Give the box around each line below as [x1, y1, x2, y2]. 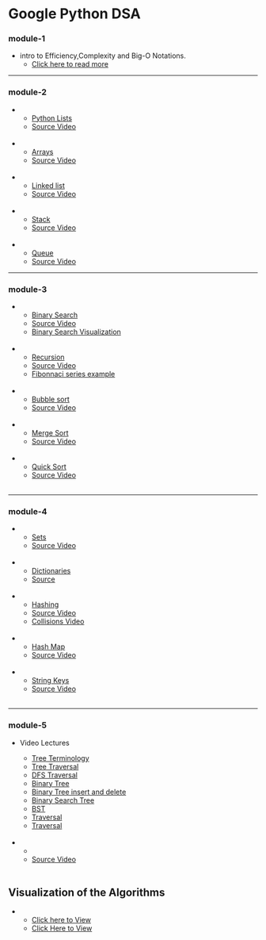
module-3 [8, 283, 47, 294]
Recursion [31, 352, 65, 362]
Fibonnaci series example [31, 370, 116, 379]
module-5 [8, 719, 47, 731]
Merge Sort [31, 428, 69, 438]
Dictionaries [31, 566, 71, 576]
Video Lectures [19, 738, 70, 747]
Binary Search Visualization [31, 327, 121, 337]
